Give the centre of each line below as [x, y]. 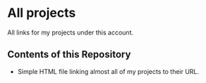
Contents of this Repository [69, 55]
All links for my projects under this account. [71, 32]
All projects [42, 13]
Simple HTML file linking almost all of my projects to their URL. [108, 71]
